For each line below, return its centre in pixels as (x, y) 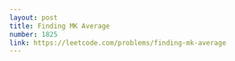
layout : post (34, 17)
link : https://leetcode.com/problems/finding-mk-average (118, 43)
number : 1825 (34, 34)
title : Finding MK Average (60, 26)
